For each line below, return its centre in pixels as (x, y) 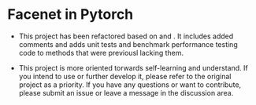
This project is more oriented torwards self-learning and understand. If (134, 67)
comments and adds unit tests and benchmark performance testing (128, 44)
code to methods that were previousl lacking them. (101, 52)
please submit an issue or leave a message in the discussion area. (126, 92)
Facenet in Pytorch (70, 14)
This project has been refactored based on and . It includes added (126, 36)
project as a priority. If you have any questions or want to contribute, (130, 85)
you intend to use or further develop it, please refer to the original (125, 76)
